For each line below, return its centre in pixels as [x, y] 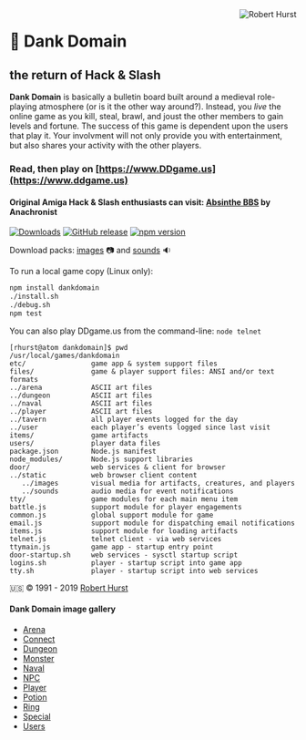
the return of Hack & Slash [85, 75]
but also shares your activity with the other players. [106, 145]
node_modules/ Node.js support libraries [102, 459]
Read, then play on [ [55, 169]
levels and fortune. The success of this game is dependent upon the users [149, 126]
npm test [26, 313]
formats [24, 379]
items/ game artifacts [79, 435]
